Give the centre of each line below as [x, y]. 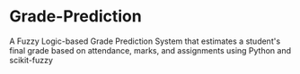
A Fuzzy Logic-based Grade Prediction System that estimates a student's [145, 41]
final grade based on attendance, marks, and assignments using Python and [150, 50]
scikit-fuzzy [31, 60]
